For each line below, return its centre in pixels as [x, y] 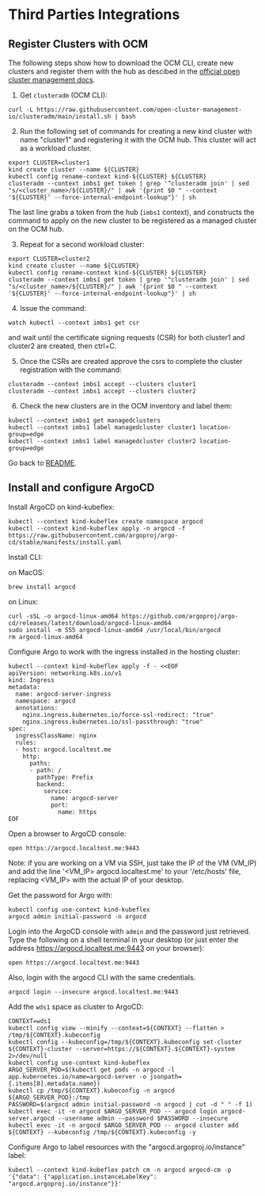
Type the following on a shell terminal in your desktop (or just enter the [123, 939]
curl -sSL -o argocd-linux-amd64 [63, 616]
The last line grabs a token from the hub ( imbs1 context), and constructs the [131, 212]
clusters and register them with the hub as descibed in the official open [124, 71]
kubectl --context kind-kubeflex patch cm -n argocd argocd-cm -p [120, 1170]
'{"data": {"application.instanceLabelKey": [83, 1177]
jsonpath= [166, 1076]
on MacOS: [26, 572]
